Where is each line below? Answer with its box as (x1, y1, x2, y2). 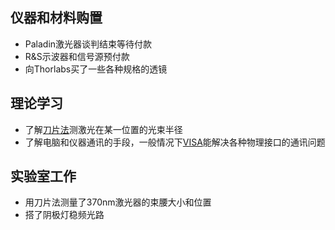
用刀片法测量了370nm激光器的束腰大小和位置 (24, 196, 212, 208)
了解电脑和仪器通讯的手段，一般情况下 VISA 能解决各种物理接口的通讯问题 (24, 136, 326, 148)
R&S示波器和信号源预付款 (24, 50, 130, 62)
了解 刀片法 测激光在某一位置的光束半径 (24, 123, 183, 135)
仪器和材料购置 (10, 9, 103, 27)
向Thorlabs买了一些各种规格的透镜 (24, 63, 168, 75)
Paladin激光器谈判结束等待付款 (24, 38, 153, 50)
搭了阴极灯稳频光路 (24, 209, 105, 221)
